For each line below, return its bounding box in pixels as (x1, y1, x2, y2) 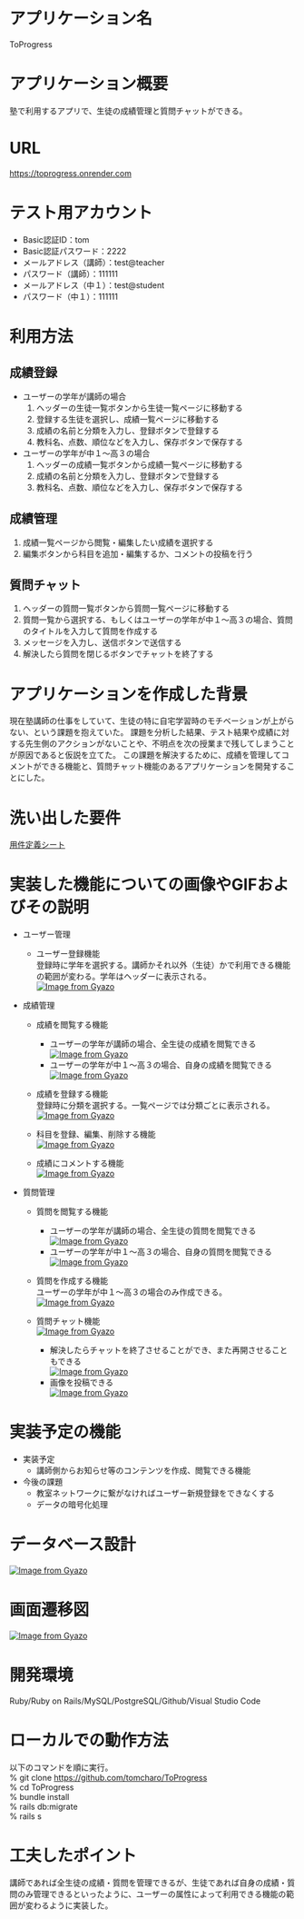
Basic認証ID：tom (22, 234, 90, 245)
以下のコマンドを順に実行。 (9, 1762, 113, 1773)
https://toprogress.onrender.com (9, 167, 132, 178)
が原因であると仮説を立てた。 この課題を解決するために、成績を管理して (9, 750, 281, 761)
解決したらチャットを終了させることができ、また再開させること (49, 1345, 289, 1356)
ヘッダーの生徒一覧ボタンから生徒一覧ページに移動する (35, 402, 243, 413)
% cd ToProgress (9, 1782, 74, 1793)
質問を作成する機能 (35, 1276, 109, 1287)
